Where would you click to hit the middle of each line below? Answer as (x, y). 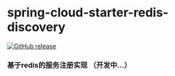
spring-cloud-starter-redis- (88, 13)
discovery (36, 27)
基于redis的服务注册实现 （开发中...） (69, 65)
